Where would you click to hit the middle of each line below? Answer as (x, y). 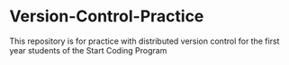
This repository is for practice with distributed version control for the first (144, 41)
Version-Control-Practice (107, 16)
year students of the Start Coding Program (88, 50)
